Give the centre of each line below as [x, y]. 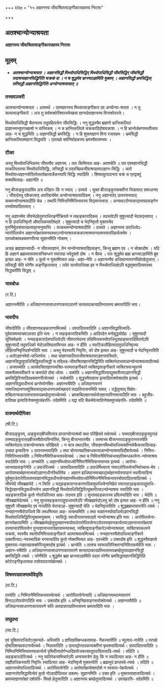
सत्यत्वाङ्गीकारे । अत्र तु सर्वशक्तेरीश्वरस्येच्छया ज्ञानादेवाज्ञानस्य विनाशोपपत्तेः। [65, 113]
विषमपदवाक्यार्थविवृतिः [24, 575]
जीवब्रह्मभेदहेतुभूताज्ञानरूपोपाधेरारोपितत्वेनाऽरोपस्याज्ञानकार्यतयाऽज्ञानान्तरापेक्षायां [93, 523]
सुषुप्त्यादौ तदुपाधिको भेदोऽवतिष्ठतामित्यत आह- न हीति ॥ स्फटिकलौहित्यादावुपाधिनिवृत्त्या [72, 345]
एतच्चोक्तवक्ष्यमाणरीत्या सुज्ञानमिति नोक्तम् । [38, 239]
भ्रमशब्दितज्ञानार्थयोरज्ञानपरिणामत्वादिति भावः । [106, 395]
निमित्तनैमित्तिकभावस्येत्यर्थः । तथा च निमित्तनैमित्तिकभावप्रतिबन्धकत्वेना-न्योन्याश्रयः [96, 456]
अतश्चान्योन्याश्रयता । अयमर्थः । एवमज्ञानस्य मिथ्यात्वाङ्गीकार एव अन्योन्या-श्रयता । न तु [73, 107]
